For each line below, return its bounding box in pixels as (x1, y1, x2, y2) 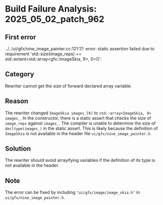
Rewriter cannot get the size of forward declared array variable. (5, 83, 132, 89)
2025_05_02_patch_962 (5, 14, 104, 25)
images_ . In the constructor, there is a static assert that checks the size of (5, 115, 151, 121)
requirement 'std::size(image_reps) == (5, 51, 81, 57)
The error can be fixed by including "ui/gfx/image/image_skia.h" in (5, 189, 140, 195)
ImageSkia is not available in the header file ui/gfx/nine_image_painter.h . (5, 130, 152, 136)
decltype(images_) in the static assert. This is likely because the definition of (5, 125, 158, 131)
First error (5, 33, 36, 41)
